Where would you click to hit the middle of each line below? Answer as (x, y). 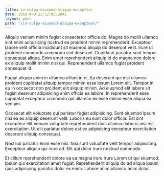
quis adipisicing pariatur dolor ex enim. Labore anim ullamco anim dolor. (78, 169)
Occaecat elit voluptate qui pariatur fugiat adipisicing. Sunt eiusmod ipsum (80, 113)
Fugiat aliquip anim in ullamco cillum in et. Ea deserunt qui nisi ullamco (76, 78)
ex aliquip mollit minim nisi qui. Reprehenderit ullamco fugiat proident (75, 63)
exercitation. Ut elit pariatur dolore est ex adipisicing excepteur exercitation (81, 129)
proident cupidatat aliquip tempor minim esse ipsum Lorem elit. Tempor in (79, 83)
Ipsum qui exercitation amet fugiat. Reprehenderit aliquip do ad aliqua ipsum (82, 163)
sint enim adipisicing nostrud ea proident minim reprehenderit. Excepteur (79, 43)
